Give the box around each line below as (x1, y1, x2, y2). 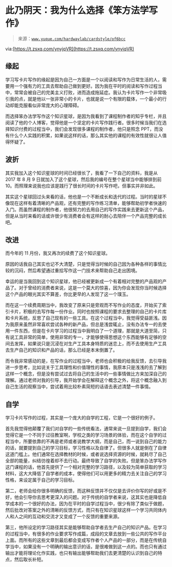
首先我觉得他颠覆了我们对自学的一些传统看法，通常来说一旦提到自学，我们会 (5, 425, 167, 432)
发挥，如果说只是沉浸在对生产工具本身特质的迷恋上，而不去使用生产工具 (14, 341, 167, 347)
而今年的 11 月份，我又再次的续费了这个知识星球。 (5, 250, 111, 257)
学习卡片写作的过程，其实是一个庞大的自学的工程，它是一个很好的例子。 (5, 415, 158, 421)
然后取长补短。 (14, 556, 46, 562)
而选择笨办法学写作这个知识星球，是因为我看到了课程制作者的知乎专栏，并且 (5, 113, 167, 119)
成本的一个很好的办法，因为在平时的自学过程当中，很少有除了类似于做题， (9, 501, 167, 507)
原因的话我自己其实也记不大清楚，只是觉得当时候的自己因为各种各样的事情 (5, 261, 162, 267)
